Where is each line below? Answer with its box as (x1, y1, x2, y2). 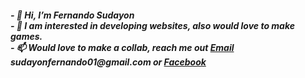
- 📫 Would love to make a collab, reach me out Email (10, 41, 235, 53)
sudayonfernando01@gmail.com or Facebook (10, 56, 207, 68)
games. (10, 30, 43, 42)
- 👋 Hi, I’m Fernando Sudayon (10, 9, 135, 21)
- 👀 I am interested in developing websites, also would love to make (10, 19, 295, 31)
